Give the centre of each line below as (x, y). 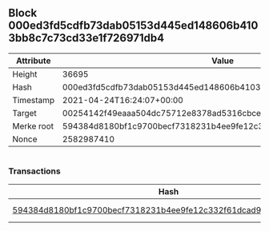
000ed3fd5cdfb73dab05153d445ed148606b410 (133, 26)
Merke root (33, 125)
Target (25, 113)
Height (25, 74)
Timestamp (34, 100)
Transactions (35, 171)
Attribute (33, 61)
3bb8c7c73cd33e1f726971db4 (86, 38)
